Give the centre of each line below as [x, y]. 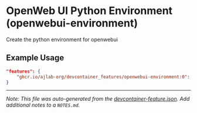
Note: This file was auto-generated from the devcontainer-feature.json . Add [98, 99]
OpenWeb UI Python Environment [89, 11]
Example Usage [35, 58]
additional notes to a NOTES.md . [43, 105]
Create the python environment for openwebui [62, 39]
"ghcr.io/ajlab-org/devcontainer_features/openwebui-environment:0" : [103, 77]
